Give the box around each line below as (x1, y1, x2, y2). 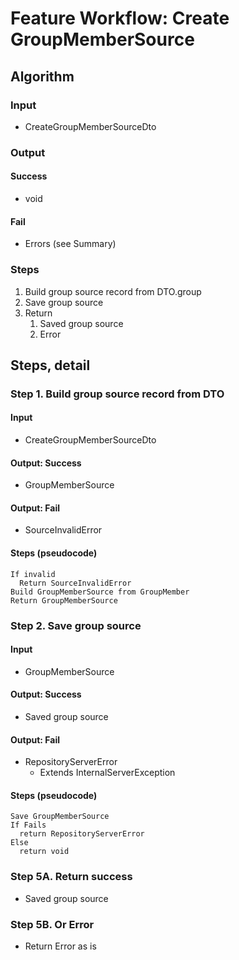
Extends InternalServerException (39, 767, 176, 779)
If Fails (10, 820, 47, 831)
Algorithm (10, 68, 75, 85)
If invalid (10, 569, 56, 579)
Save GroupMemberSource (10, 812, 110, 822)
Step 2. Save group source (10, 618, 142, 632)
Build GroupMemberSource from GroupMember (10, 587, 190, 597)
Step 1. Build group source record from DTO (10, 387, 225, 401)
